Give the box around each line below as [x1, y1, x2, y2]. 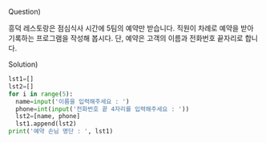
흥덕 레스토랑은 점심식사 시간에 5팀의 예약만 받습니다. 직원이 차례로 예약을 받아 [8, 23, 254, 33]
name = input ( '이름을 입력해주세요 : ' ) [15, 97, 130, 105]
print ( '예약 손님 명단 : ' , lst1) [8, 128, 114, 136]
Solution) [8, 59, 38, 69]
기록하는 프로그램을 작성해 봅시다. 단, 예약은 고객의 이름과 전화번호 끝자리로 [8, 34, 244, 43]
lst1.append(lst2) [15, 120, 78, 128]
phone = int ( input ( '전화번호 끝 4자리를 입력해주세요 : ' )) [15, 104, 190, 113]
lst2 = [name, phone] [15, 112, 81, 121]
